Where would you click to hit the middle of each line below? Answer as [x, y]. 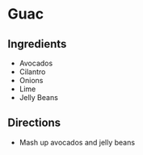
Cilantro [32, 72]
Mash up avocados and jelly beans [77, 142]
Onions [31, 80]
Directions [34, 123]
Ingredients [37, 44]
